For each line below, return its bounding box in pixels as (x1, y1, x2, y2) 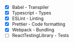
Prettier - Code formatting (11, 21, 65, 27)
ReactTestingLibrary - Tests (11, 32, 69, 38)
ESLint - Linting (11, 15, 44, 21)
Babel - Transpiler (11, 4, 49, 10)
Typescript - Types (11, 10, 51, 16)
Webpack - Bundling (11, 27, 54, 33)
